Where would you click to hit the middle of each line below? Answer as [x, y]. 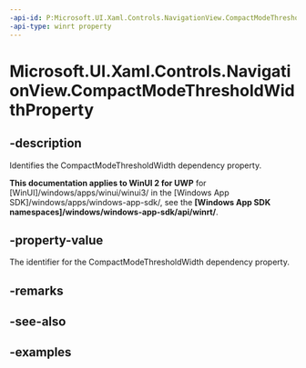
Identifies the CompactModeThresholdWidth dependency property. [136, 165]
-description [46, 143]
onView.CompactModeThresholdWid [152, 90]
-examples [41, 352]
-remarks [36, 290]
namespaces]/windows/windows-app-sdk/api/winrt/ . [114, 212]
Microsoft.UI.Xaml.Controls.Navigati [150, 71]
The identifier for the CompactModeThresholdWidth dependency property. [149, 262]
